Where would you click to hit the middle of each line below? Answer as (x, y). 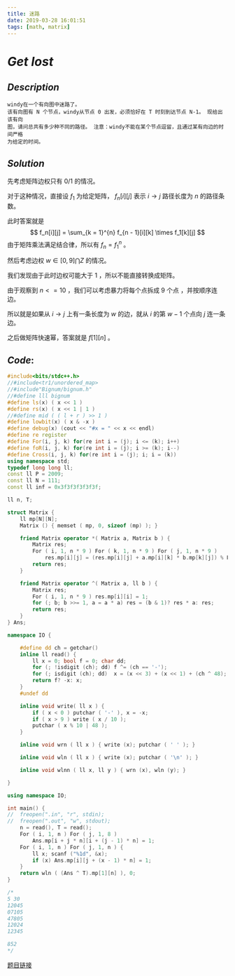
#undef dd (34, 693)
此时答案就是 (26, 221)
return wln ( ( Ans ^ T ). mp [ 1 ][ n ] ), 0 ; (78, 874)
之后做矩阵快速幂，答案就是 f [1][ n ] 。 (60, 338)
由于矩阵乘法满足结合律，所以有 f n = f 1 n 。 (69, 245)
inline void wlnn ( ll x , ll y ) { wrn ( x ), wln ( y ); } (103, 770)
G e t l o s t (30, 61)
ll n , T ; (20, 500)
